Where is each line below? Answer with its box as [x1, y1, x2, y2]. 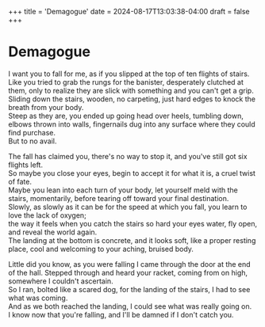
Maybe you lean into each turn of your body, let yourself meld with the [8, 185, 238, 195]
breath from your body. [8, 102, 84, 112]
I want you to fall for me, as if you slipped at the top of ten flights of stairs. [8, 69, 250, 78]
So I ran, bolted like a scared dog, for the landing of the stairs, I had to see [8, 284, 251, 294]
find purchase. [8, 127, 56, 137]
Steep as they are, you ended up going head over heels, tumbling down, [8, 111, 244, 120]
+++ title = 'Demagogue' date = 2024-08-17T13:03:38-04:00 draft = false [8, 7, 250, 16]
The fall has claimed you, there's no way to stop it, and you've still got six [8, 151, 248, 161]
